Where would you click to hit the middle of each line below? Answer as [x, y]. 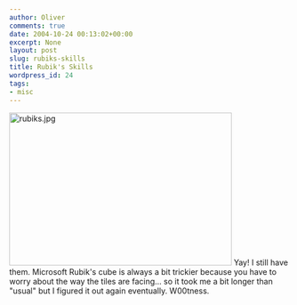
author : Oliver [37, 17]
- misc [21, 92]
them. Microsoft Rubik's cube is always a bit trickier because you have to [143, 271]
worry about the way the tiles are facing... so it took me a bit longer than [141, 281]
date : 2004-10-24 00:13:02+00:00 [71, 34]
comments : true [37, 26]
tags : [19, 84]
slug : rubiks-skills [48, 59]
